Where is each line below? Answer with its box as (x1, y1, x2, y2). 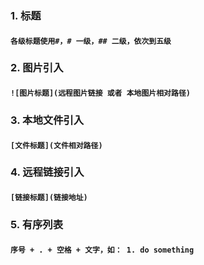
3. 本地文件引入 (10, 113, 85, 127)
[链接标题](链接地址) (10, 193, 88, 203)
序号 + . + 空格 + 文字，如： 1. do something (10, 245, 195, 255)
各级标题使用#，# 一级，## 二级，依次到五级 (10, 36, 172, 46)
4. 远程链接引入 (10, 165, 85, 179)
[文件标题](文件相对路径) (10, 140, 103, 151)
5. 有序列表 (10, 217, 64, 231)
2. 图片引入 (10, 61, 64, 75)
